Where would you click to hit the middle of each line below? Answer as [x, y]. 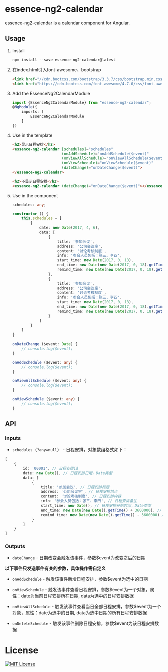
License [22, 650]
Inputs [13, 438]
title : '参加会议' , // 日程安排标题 [75, 487]
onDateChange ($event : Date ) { [45, 344]
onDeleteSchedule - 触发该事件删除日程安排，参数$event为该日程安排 [83, 623]
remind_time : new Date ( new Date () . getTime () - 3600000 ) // [103, 515]
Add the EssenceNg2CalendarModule [51, 93]
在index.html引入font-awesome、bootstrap [57, 69]
